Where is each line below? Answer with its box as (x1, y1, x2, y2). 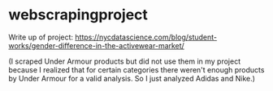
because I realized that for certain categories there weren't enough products (8, 64, 265, 74)
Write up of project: (8, 32, 74, 42)
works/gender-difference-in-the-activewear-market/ (8, 40, 184, 50)
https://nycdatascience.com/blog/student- (75, 32, 218, 42)
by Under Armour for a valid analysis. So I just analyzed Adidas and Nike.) (8, 73, 256, 83)
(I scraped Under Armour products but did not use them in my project (8, 56, 241, 66)
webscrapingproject (8, 6, 149, 24)
